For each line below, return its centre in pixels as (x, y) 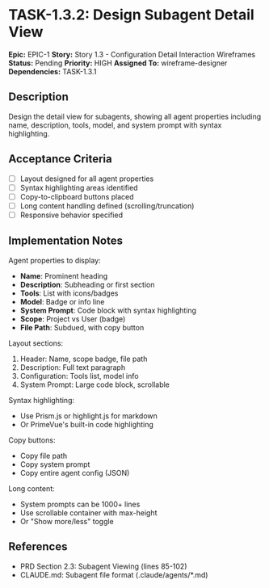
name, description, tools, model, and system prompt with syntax (115, 125)
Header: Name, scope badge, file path (84, 359)
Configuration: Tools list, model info (79, 376)
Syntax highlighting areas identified (79, 187)
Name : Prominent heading (64, 275)
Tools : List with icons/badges (69, 293)
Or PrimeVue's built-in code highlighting (86, 424)
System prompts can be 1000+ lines (80, 504)
